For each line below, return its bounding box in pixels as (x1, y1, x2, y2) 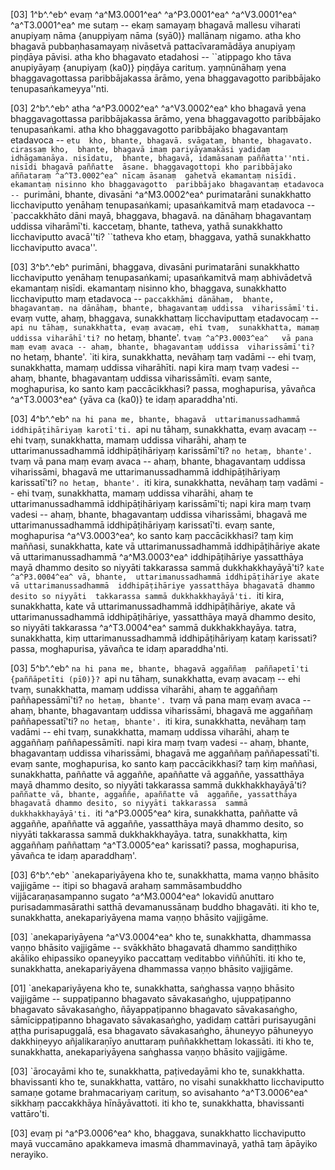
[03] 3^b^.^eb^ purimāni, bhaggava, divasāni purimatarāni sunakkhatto (10, 261, 300, 273)
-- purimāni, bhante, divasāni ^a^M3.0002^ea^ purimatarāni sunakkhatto (10, 189, 312, 200)
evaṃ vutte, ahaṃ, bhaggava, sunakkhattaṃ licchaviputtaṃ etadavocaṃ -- (10, 312, 320, 324)
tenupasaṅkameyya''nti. (10, 83, 110, 94)
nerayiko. (10, 1149, 49, 1160)
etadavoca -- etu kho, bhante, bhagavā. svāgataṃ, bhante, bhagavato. (10, 134, 313, 146)
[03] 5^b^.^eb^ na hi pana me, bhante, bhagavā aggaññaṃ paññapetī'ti (10, 662, 310, 674)
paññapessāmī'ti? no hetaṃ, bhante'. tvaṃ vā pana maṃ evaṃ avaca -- (10, 694, 312, 706)
